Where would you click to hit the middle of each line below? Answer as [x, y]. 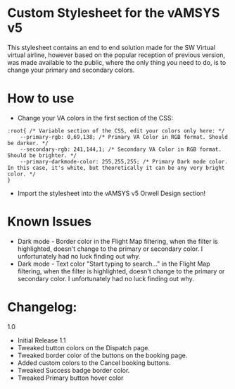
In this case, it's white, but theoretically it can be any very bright [116, 168]
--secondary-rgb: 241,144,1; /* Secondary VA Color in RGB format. [121, 149]
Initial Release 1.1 [42, 340]
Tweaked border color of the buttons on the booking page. [102, 355]
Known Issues [50, 222]
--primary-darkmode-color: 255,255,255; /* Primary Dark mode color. [124, 161]
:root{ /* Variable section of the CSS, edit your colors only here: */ [116, 131]
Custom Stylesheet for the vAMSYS [114, 13]
